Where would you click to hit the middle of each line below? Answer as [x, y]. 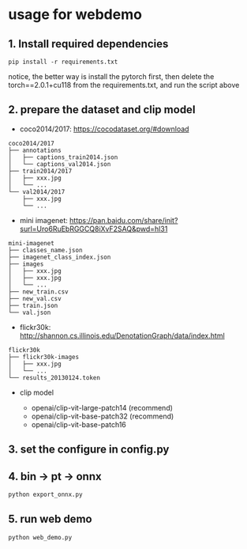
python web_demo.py [40, 537]
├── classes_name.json [45, 250]
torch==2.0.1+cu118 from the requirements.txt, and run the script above [124, 85]
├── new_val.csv [35, 298]
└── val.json [30, 312]
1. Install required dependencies [88, 44]
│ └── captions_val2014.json [60, 164]
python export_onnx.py [45, 495]
